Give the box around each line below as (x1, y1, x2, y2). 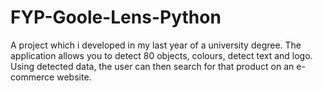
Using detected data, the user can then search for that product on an (10, 60, 295, 72)
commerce (10, 71, 55, 83)
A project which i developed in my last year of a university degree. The (10, 39, 302, 51)
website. (56, 71, 92, 83)
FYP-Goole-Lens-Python (10, 6, 222, 29)
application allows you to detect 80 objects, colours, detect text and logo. (10, 49, 313, 61)
